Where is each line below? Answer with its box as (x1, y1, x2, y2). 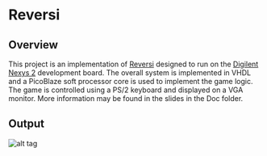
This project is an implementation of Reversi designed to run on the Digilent (8, 59, 259, 69)
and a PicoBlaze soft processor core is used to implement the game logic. (8, 77, 253, 86)
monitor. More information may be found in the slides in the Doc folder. (8, 94, 244, 103)
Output (8, 117, 44, 131)
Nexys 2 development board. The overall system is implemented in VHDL (8, 68, 252, 78)
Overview (8, 38, 59, 52)
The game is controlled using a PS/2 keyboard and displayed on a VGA (8, 85, 244, 95)
